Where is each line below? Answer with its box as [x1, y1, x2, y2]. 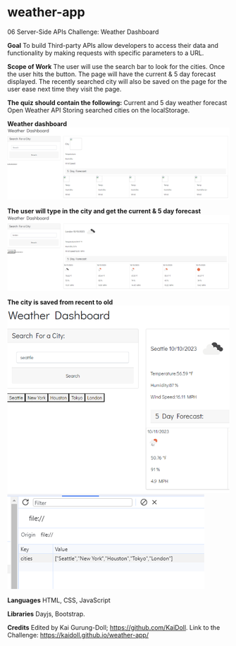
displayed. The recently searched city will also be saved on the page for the [7, 77, 228, 85]
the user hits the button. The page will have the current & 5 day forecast [7, 70, 216, 78]
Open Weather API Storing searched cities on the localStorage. [7, 106, 190, 114]
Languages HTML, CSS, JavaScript [7, 596, 111, 604]
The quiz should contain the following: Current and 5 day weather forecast [7, 98, 228, 106]
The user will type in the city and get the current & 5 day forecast [7, 206, 201, 215]
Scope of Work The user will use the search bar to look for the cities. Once [7, 62, 225, 70]
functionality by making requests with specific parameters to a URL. [7, 49, 204, 57]
